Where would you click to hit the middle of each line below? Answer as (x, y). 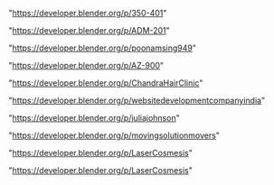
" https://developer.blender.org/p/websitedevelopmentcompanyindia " (137, 100)
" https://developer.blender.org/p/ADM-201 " (90, 30)
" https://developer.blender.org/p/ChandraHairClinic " (106, 83)
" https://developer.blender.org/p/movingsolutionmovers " (114, 135)
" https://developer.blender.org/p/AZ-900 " (86, 65)
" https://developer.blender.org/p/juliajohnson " (94, 118)
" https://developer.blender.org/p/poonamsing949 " (102, 48)
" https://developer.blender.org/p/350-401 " (88, 13)
